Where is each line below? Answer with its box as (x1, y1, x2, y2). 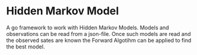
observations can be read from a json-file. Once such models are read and (6, 30, 191, 37)
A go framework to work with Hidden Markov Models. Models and (6, 24, 169, 31)
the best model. (6, 43, 45, 50)
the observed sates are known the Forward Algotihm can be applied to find (6, 36, 192, 44)
